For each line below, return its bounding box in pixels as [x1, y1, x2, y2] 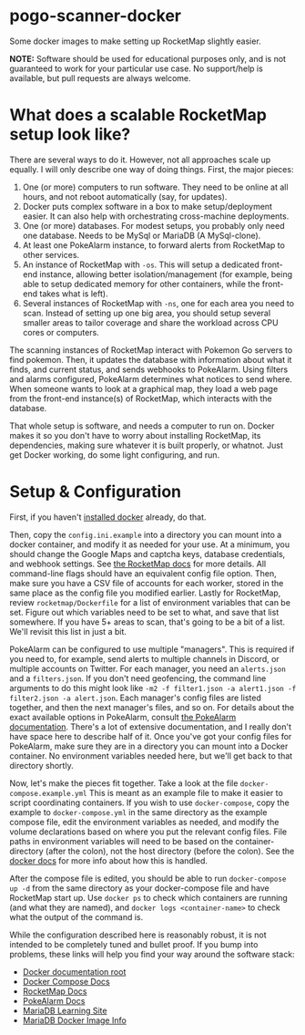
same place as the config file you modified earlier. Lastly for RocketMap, [9, 587, 281, 598]
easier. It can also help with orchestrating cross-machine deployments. [22, 211, 290, 222]
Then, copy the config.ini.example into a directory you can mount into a [9, 529, 282, 540]
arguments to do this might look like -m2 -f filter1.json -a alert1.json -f [9, 682, 297, 693]
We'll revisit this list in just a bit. [9, 626, 127, 637]
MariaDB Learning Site [22, 1005, 107, 1016]
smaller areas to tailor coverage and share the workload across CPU [22, 316, 280, 328]
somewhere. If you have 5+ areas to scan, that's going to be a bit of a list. [9, 616, 285, 627]
